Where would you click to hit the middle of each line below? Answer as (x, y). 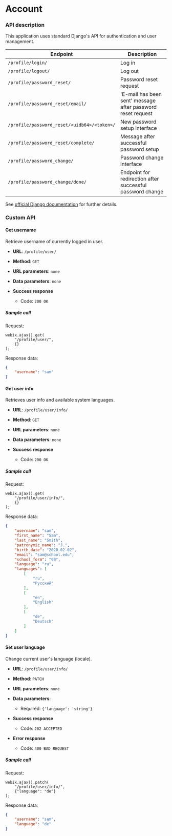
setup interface (138, 128)
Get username (21, 230)
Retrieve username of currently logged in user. (54, 241)
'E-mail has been (141, 94)
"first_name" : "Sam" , (37, 536)
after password (138, 107)
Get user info (19, 388)
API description (25, 25)
